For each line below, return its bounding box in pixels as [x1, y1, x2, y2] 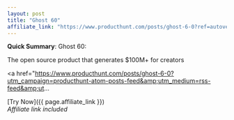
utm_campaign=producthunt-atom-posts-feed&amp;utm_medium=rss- [7, 77, 211, 85]
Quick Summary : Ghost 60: [7, 43, 87, 51]
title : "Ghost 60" [7, 17, 61, 24]
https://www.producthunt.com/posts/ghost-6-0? [34, 69, 174, 77]
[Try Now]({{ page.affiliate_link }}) [7, 98, 105, 106]
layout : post [7, 10, 45, 17]
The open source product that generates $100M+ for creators [7, 56, 185, 64]
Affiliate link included [7, 105, 68, 114]
